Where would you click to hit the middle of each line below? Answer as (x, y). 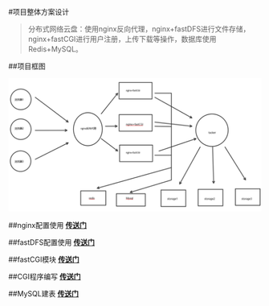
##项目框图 (27, 66)
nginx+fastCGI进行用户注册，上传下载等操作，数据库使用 (122, 39)
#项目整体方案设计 (39, 12)
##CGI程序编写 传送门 (45, 276)
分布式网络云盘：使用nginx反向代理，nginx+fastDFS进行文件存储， (139, 29)
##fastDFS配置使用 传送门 (51, 242)
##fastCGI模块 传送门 (44, 259)
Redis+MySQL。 (55, 49)
